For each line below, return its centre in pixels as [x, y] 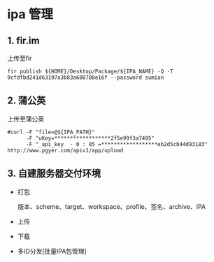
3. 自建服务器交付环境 [54, 174]
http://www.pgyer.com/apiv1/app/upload [65, 150]
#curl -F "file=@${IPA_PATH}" [51, 132]
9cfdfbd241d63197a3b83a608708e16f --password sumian [86, 78]
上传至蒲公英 [26, 119]
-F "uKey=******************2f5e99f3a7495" [90, 138]
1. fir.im [23, 40]
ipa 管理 [30, 14]
